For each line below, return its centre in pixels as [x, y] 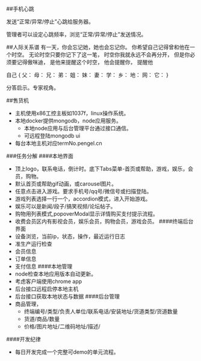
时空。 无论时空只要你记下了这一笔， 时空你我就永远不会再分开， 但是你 [100, 55]
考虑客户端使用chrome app [48, 281]
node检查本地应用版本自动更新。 [56, 274]
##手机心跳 [20, 9]
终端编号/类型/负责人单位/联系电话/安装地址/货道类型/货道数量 [101, 311]
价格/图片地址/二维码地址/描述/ [62, 326]
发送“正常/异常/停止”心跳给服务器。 [50, 22]
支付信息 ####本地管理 [44, 266]
